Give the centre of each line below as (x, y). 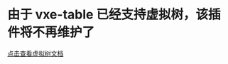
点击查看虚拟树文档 (36, 53)
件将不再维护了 (51, 32)
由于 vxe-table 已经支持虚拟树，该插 (114, 15)
